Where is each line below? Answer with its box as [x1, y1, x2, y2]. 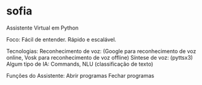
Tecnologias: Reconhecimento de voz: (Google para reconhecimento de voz [6, 47, 197, 55]
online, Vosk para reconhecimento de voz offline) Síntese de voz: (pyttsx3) [6, 54, 193, 61]
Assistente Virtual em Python [6, 24, 79, 31]
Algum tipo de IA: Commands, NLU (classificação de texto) [6, 60, 153, 68]
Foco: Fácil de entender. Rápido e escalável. [6, 36, 116, 43]
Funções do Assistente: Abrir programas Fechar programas [6, 72, 155, 79]
